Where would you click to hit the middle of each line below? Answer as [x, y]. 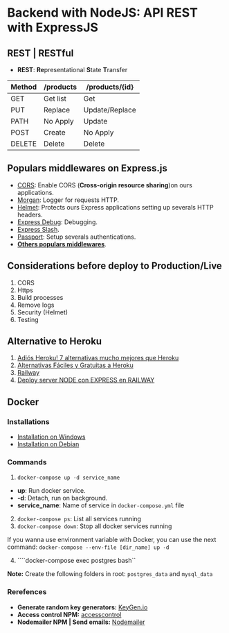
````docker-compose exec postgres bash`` [76, 561]
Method [24, 87]
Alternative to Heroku [55, 341]
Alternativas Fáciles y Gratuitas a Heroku [75, 365]
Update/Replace [110, 110]
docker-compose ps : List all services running [79, 519]
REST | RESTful [40, 53]
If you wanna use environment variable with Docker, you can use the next [112, 540]
